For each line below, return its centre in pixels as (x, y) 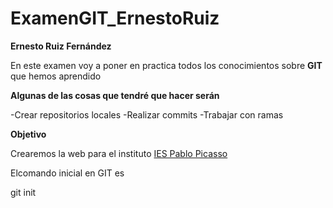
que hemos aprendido (56, 76)
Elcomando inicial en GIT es (67, 173)
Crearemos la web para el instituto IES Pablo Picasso (119, 153)
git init (23, 192)
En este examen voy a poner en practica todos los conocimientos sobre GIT (166, 65)
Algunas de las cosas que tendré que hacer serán (115, 95)
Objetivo (28, 134)
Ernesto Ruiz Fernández (61, 46)
